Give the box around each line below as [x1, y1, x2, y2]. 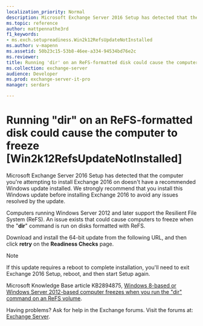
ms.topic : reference [6, 20, 59, 26]
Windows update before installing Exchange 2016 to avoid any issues [6, 191, 178, 198]
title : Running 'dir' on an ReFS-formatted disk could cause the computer [6, 59, 199, 65]
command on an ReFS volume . [6, 295, 83, 302]
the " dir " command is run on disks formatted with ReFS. [6, 222, 146, 229]
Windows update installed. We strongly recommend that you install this [6, 184, 183, 192]
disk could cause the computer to [6, 126, 178, 140]
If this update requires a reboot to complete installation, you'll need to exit [6, 264, 190, 271]
